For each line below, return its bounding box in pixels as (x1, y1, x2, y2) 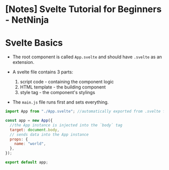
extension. (12, 59, 34, 65)
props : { (10, 137, 28, 142)
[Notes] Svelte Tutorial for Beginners (5, 4, 162, 15)
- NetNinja (5, 14, 49, 26)
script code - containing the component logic (20, 79, 114, 85)
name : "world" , (14, 141, 46, 146)
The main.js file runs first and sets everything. (12, 99, 109, 105)
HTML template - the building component (20, 84, 106, 90)
